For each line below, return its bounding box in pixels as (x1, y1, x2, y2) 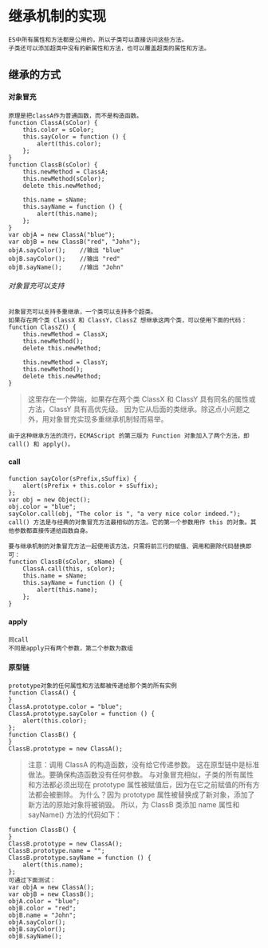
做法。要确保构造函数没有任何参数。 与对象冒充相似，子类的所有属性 (27, 770, 254, 780)
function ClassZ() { (8, 323, 77, 331)
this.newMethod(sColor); (22, 174, 105, 182)
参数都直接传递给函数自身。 (14, 526, 92, 534)
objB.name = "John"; (8, 911, 77, 920)
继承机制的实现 (8, 7, 107, 26)
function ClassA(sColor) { (8, 118, 98, 126)
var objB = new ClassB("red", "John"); (8, 238, 141, 246)
